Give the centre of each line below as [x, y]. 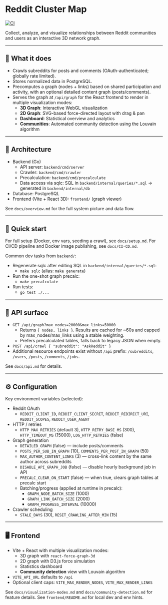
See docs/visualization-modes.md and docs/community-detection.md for [79, 592]
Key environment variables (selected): [44, 399]
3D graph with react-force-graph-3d [57, 555]
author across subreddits [46, 462]
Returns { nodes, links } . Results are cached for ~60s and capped [90, 330]
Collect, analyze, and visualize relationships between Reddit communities [81, 33]
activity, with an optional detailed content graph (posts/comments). [81, 92]
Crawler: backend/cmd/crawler [50, 172]
